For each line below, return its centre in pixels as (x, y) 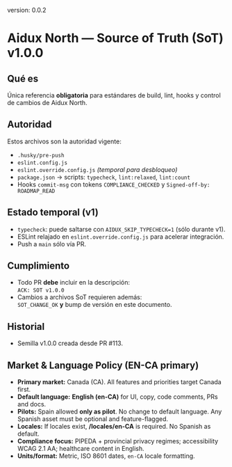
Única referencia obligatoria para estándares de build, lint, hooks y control (114, 95)
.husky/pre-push (41, 155)
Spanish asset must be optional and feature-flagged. (93, 419)
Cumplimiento (39, 266)
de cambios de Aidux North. (48, 103)
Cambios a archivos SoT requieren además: (80, 297)
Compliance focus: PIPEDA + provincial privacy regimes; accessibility (118, 441)
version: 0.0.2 (27, 10)
